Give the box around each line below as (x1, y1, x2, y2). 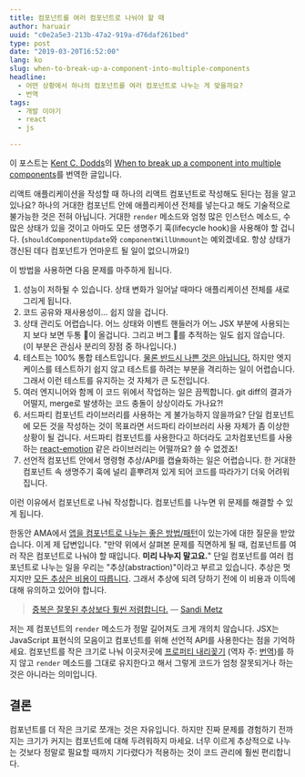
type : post (9, 38, 51, 48)
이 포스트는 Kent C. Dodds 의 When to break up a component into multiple (9, 158, 281, 169)
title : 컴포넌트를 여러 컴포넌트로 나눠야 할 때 (9, 13, 165, 23)
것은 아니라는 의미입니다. (9, 669, 97, 680)
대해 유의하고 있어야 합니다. (9, 585, 107, 595)
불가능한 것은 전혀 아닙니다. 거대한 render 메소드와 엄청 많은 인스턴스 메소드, (9, 211, 281, 221)
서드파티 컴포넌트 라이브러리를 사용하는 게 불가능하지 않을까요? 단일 (22, 409, 263, 420)
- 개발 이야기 (17, 107, 62, 116)
